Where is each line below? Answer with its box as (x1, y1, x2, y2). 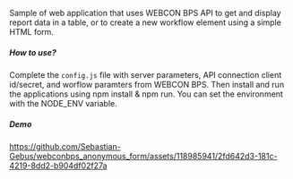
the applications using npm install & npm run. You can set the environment (9, 89, 284, 99)
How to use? (9, 47, 56, 57)
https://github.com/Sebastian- (9, 141, 121, 151)
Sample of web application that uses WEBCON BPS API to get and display (9, 8, 281, 18)
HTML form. (9, 27, 54, 37)
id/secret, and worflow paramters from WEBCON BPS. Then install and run (9, 79, 285, 89)
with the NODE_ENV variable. (9, 98, 118, 108)
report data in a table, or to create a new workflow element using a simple (9, 17, 282, 28)
